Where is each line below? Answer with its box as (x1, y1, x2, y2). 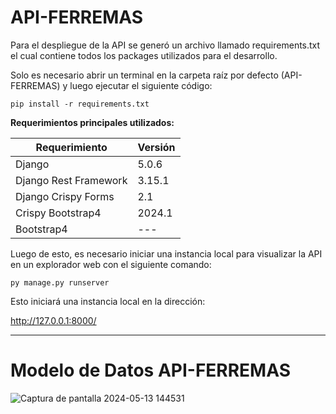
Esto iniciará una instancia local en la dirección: (10, 295, 206, 307)
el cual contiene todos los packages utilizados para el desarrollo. (10, 49, 278, 61)
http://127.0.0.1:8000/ (10, 314, 97, 326)
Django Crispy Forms (15, 189, 115, 203)
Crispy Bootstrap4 (15, 206, 102, 220)
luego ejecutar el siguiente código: (69, 79, 213, 91)
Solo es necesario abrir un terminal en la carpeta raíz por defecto (10, 69, 279, 81)
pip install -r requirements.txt (10, 99, 150, 109)
